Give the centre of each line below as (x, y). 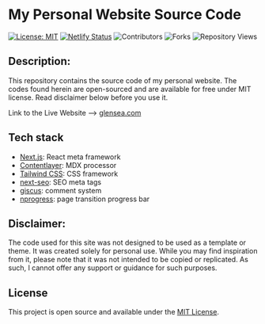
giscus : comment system (61, 190)
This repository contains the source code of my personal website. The (123, 80)
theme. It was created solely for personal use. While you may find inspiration (133, 251)
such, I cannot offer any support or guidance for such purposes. (113, 268)
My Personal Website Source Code (125, 15)
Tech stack (36, 137)
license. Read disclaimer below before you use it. (88, 97)
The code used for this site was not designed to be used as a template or (127, 242)
